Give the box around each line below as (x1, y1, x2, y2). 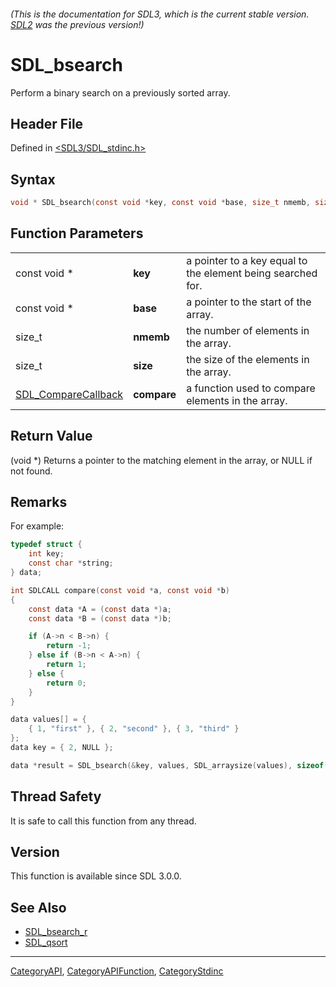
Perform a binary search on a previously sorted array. (10, 86, 231, 99)
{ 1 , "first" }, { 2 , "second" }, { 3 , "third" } (28, 724, 240, 734)
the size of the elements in (186, 352, 310, 366)
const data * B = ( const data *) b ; (28, 613, 172, 624)
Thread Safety (10, 788, 102, 805)
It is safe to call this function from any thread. (10, 815, 197, 827)
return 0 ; (46, 678, 87, 688)
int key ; (28, 549, 65, 559)
